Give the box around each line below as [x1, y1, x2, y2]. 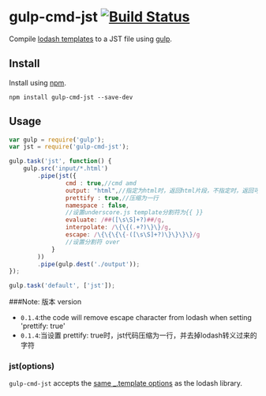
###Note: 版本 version [9, 297, 82, 307]
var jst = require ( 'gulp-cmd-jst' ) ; [9, 143, 129, 151]
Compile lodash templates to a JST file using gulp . [9, 34, 173, 43]
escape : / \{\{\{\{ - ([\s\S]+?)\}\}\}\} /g [65, 231, 200, 239]
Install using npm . [9, 77, 66, 87]
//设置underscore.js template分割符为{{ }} [65, 209, 204, 217]
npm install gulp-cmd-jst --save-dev [9, 93, 133, 101]
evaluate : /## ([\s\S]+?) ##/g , [65, 216, 165, 224]
